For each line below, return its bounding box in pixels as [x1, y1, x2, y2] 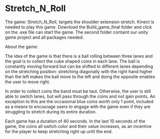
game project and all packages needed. [5, 34, 84, 40]
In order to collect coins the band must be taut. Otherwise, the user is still [5, 88, 151, 94]
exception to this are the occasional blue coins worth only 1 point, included [5, 98, 154, 104]
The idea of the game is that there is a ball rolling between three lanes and [5, 53, 153, 59]
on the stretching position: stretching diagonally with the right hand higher [5, 68, 153, 74]
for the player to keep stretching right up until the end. [5, 128, 113, 134]
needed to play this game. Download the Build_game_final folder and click [5, 24, 152, 30]
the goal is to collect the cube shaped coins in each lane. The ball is [5, 58, 140, 64]
